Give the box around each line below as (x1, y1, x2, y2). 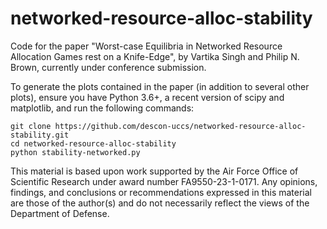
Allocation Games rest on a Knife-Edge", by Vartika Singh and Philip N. (10, 50, 300, 62)
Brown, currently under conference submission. (10, 61, 207, 73)
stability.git (10, 130, 70, 140)
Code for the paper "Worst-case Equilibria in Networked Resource (10, 40, 283, 52)
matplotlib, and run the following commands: (10, 102, 195, 114)
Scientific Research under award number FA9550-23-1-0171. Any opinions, (10, 175, 318, 187)
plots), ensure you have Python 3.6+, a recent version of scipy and (10, 91, 285, 103)
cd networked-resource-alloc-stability (10, 138, 177, 149)
